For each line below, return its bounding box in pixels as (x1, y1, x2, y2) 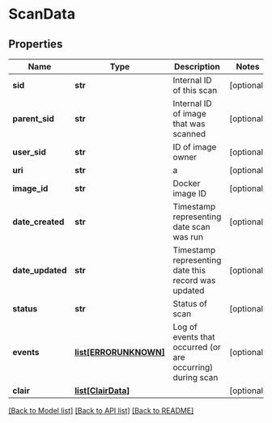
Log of (172, 321, 198, 332)
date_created (12, 216, 65, 227)
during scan (172, 372, 219, 383)
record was (172, 275, 216, 286)
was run (172, 231, 204, 243)
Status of (172, 298, 208, 309)
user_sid (12, 146, 46, 158)
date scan (172, 222, 210, 232)
